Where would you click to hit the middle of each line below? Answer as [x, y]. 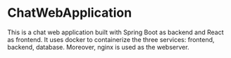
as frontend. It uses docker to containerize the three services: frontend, [111, 39]
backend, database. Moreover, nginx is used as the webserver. [98, 47]
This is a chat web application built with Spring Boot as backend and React [115, 32]
